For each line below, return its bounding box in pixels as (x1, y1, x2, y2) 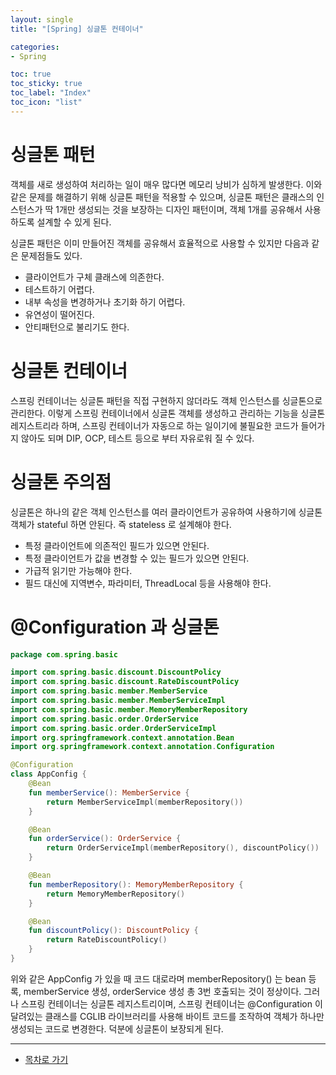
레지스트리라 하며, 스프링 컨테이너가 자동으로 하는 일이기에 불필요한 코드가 (10, 419, 299, 431)
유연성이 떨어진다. (24, 308, 95, 320)
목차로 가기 (24, 1053, 69, 1065)
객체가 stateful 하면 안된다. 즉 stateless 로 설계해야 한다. (10, 518, 232, 530)
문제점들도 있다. (20, 249, 83, 261)
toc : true (10, 69, 52, 80)
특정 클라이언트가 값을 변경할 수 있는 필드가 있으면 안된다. (24, 552, 250, 564)
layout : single (10, 14, 74, 25)
